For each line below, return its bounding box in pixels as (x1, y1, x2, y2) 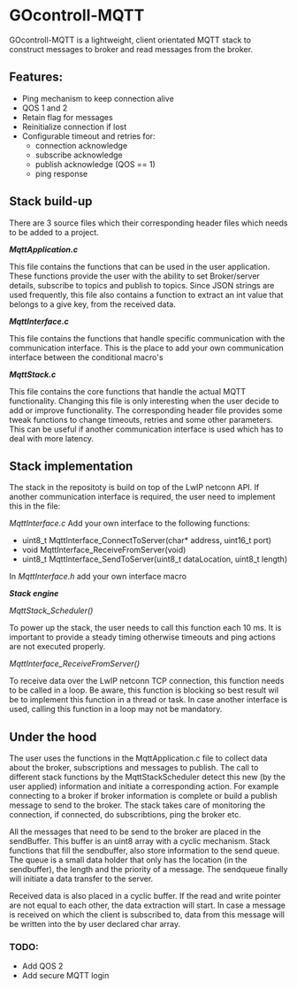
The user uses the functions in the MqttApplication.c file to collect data (9, 753, 268, 763)
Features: (9, 70, 64, 85)
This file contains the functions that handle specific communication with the (9, 333, 286, 343)
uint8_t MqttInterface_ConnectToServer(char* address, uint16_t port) (21, 535, 272, 546)
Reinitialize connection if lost (21, 121, 126, 132)
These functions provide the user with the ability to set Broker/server (9, 271, 261, 281)
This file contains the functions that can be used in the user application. (9, 261, 270, 272)
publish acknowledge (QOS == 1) (34, 158, 156, 169)
